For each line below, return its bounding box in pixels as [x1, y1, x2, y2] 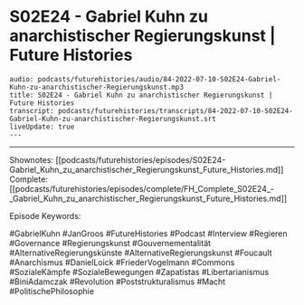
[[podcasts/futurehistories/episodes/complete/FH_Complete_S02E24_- [9, 183, 274, 194]
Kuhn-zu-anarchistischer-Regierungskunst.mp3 [9, 82, 184, 91]
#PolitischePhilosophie [9, 285, 95, 296]
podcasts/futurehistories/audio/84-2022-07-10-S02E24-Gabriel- [37, 74, 281, 83]
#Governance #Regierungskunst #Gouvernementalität [9, 237, 211, 248]
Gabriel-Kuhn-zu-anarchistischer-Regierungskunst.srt [9, 114, 217, 123]
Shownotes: [9, 154, 54, 165]
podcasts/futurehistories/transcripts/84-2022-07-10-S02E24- [57, 106, 294, 115]
